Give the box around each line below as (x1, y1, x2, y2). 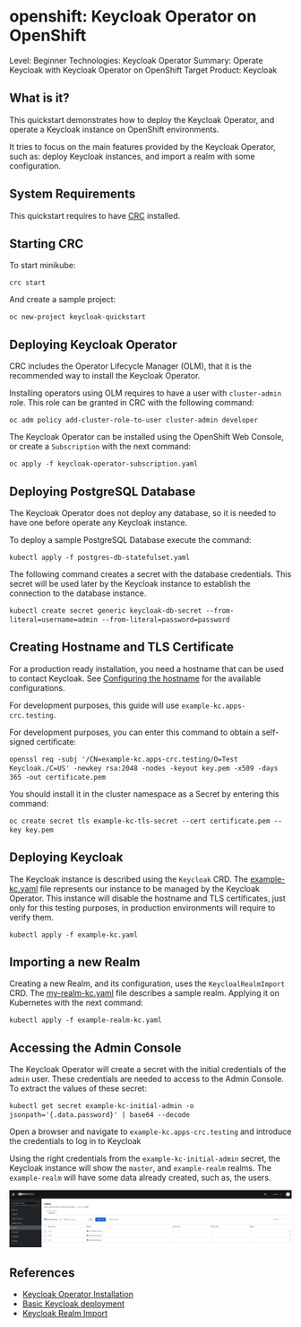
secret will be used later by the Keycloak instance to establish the (9, 579, 251, 589)
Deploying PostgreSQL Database (9, 484, 196, 499)
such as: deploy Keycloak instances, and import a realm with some (9, 151, 255, 162)
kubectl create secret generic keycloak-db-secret (9, 607, 202, 615)
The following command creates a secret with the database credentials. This (9, 569, 292, 580)
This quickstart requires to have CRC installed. (9, 210, 181, 221)
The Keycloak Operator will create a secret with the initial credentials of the (9, 1064, 287, 1075)
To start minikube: (9, 260, 76, 271)
